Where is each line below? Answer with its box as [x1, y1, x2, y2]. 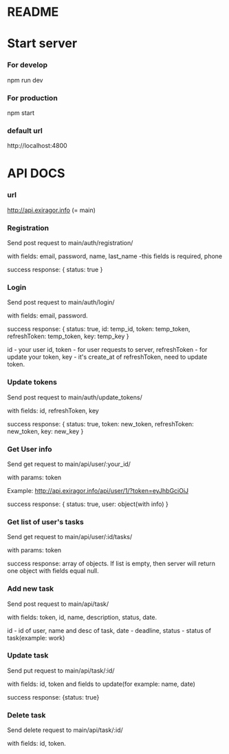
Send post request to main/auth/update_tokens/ [7, 393, 142, 401]
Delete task [7, 710, 46, 720]
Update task [7, 651, 49, 660]
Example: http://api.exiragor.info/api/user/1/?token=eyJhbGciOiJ [7, 486, 189, 494]
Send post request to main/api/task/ [7, 600, 109, 608]
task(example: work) [7, 633, 65, 642]
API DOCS [7, 166, 65, 181]
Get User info [7, 444, 53, 454]
